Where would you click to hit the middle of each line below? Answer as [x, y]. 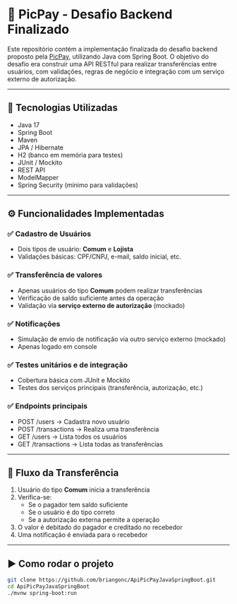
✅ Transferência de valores [55, 275]
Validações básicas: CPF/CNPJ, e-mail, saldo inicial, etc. [99, 256]
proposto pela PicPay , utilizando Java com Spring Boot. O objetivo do [108, 57]
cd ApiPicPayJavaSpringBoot [49, 587]
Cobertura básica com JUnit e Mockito [74, 380]
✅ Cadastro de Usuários [49, 234]
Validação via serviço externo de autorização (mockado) [101, 305]
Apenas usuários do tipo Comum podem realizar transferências [110, 290]
